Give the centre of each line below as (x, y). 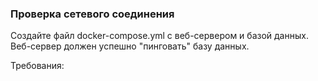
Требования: (37, 66)
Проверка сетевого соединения (92, 14)
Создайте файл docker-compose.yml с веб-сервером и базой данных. (159, 36)
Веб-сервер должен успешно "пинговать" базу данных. (130, 46)
